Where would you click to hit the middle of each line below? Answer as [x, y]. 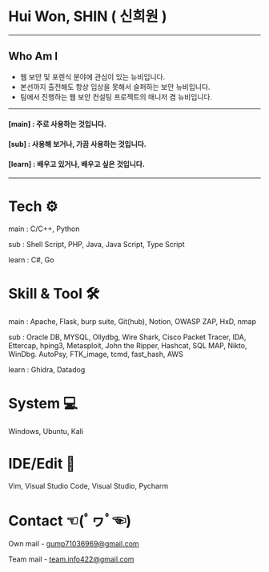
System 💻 [43, 404]
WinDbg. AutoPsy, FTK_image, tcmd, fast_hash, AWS [96, 355]
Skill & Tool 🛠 [54, 294]
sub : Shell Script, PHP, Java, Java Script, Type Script [96, 245]
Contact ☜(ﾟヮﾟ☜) [70, 521]
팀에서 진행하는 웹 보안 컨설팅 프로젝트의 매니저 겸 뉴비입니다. [116, 96]
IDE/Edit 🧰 [42, 464]
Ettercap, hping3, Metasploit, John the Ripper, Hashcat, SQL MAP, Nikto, [128, 346]
